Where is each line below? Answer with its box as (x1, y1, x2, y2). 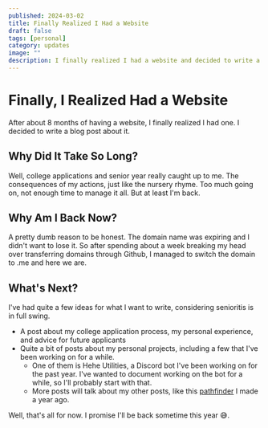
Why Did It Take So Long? (8, 149, 139, 163)
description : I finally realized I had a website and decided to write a (8, 57, 261, 65)
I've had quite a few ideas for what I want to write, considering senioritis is (8, 303, 254, 312)
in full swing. (8, 311, 51, 321)
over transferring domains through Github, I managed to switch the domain (8, 250, 256, 259)
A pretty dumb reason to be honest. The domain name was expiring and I (8, 232, 250, 242)
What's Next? (8, 281, 79, 295)
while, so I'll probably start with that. (31, 378, 152, 388)
